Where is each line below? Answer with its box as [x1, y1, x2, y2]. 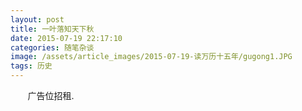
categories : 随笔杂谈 [10, 42, 95, 53]
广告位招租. [27, 90, 75, 101]
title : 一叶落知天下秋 [10, 24, 95, 34]
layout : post [10, 14, 65, 25]
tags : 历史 [10, 61, 53, 71]
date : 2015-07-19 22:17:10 [10, 33, 123, 43]
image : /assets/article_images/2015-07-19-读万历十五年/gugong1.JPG [10, 52, 293, 62]
